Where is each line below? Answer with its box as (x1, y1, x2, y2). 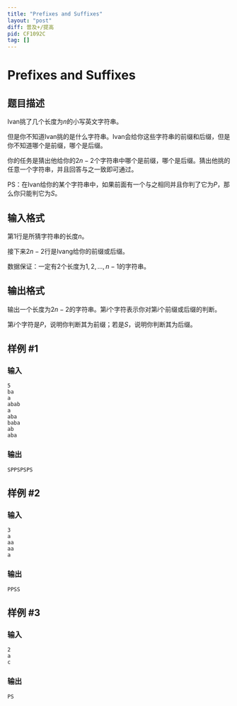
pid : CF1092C (7, 30, 46, 38)
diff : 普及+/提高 (7, 23, 54, 30)
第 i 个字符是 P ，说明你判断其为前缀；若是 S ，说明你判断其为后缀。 (7, 320, 197, 328)
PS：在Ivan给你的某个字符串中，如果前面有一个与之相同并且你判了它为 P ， (7, 180, 224, 189)
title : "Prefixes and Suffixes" (7, 10, 103, 18)
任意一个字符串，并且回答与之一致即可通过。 (7, 165, 138, 174)
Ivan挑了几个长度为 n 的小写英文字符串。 (7, 118, 123, 126)
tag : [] (7, 37, 30, 44)
